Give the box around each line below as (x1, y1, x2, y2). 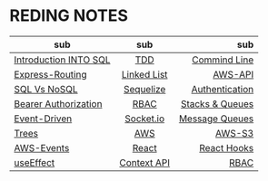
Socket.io (124, 112, 165, 125)
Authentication (191, 82, 254, 95)
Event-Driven (14, 112, 73, 125)
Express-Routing (14, 68, 87, 81)
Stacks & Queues (180, 97, 254, 110)
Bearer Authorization (14, 97, 103, 110)
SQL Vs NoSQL (14, 82, 79, 95)
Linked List (121, 68, 168, 81)
